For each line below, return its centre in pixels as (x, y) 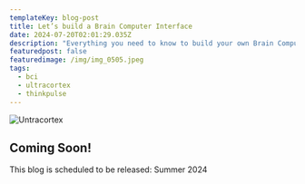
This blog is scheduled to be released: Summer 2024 (108, 169)
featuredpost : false (49, 52)
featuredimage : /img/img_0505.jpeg (77, 60)
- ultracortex (44, 85)
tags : (20, 69)
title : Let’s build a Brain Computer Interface (101, 26)
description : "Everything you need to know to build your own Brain (142, 43)
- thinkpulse (42, 93)
